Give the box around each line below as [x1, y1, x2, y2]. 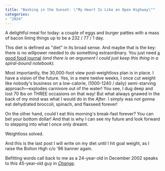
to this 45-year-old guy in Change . [5, 161, 75, 167]
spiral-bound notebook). [5, 60, 55, 67]
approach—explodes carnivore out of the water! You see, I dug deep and [5, 86, 153, 92]
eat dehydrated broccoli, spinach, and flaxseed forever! [5, 102, 118, 107]
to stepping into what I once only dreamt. [5, 121, 89, 127]
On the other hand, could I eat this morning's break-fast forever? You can [5, 111, 154, 117]
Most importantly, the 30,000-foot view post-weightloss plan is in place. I [5, 70, 154, 76]
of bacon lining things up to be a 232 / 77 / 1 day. [5, 35, 104, 41]
